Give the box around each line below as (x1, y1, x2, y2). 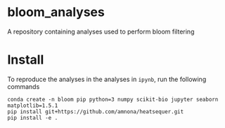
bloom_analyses (7, 4, 105, 20)
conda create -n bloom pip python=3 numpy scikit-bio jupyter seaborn (7, 96, 219, 103)
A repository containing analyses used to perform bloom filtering (7, 27, 195, 36)
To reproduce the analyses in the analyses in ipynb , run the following (7, 75, 207, 83)
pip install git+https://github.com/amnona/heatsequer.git (7, 108, 184, 115)
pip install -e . (7, 114, 58, 121)
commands (7, 82, 40, 91)
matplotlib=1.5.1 (7, 102, 58, 109)
